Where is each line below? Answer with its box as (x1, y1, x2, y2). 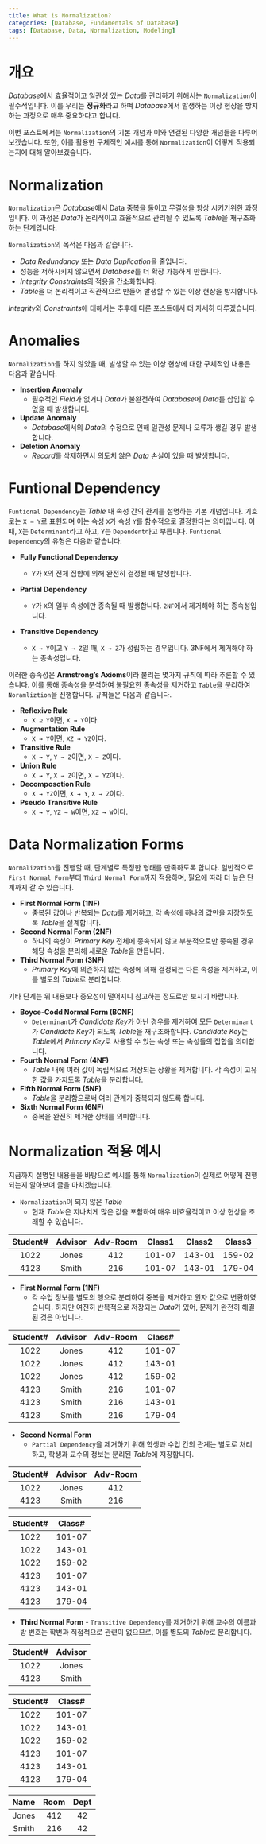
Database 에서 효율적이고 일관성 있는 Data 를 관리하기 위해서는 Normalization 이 (8, 91, 257, 100)
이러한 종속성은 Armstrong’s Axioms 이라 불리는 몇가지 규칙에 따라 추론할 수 (8, 670, 248, 680)
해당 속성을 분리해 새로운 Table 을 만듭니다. (31, 947, 164, 956)
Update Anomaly (19, 413, 77, 423)
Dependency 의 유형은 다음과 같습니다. (8, 537, 123, 546)
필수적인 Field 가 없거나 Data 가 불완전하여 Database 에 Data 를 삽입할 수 (31, 394, 256, 404)
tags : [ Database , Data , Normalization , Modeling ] (8, 26, 176, 34)
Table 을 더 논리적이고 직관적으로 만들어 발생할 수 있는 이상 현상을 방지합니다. (19, 287, 259, 296)
